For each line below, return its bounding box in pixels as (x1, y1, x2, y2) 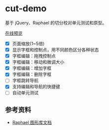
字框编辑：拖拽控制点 (12, 53, 56, 59)
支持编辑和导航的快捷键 (12, 84, 60, 90)
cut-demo (5, 3, 47, 14)
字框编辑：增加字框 (12, 65, 52, 71)
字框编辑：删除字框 (12, 72, 52, 78)
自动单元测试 (12, 90, 38, 96)
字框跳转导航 (12, 78, 38, 83)
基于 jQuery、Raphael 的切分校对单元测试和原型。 (5, 20, 107, 26)
